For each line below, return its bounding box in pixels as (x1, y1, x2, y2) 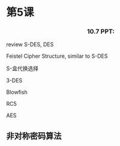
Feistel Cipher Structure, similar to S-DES (6, 52, 108, 60)
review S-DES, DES (6, 41, 54, 48)
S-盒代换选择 (6, 65, 39, 72)
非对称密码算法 (6, 130, 62, 141)
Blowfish (6, 88, 28, 96)
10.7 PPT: (86, 28, 115, 36)
